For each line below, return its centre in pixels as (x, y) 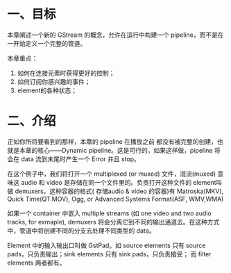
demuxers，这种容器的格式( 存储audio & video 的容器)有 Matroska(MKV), (119, 191)
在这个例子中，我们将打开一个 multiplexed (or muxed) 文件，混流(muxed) (112, 174)
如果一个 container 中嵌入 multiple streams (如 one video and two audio (109, 213)
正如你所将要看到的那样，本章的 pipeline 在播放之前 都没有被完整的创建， (112, 141)
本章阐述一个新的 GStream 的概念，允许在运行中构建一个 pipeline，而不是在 (115, 35)
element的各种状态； (47, 90)
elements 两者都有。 (36, 263)
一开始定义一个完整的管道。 (47, 43)
